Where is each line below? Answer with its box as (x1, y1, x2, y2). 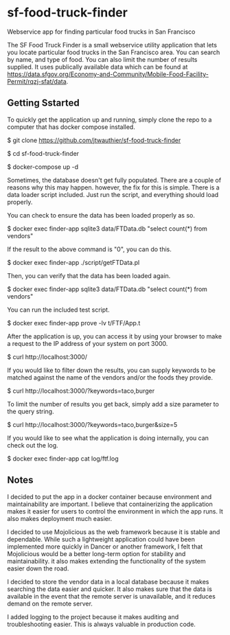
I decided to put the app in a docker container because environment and (7, 492, 212, 500)
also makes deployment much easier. (7, 514, 113, 522)
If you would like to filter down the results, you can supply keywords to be (7, 366, 216, 374)
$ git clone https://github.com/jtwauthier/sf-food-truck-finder (7, 136, 181, 144)
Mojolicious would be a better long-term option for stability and (7, 549, 186, 557)
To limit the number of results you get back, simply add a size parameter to (7, 400, 220, 408)
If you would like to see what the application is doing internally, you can (7, 434, 209, 442)
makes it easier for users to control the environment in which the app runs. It (7, 507, 223, 516)
